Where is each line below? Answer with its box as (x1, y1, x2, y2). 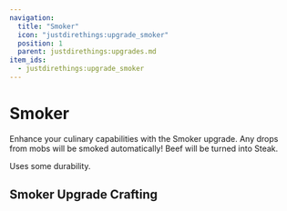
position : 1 (17, 38, 64, 48)
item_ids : (9, 55, 47, 65)
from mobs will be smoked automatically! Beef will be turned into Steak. (9, 143, 279, 154)
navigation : (9, 13, 55, 23)
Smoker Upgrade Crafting (9, 187, 158, 203)
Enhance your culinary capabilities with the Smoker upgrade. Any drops (9, 133, 279, 144)
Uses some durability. (9, 160, 91, 171)
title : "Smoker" (17, 22, 79, 31)
